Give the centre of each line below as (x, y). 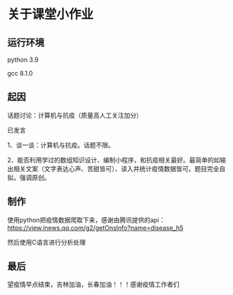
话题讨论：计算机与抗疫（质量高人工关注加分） (75, 115)
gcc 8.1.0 (20, 73)
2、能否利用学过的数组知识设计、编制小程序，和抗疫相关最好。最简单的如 (114, 160)
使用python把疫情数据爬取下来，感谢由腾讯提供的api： (86, 220)
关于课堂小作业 (51, 14)
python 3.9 (23, 60)
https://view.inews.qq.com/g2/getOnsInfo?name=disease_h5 (95, 228)
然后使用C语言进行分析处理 (47, 242)
